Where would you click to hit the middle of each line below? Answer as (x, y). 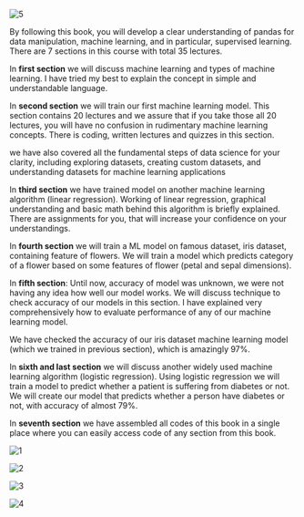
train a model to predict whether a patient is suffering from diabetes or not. (150, 386)
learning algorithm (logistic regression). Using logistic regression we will (145, 377)
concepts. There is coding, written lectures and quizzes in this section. (142, 135)
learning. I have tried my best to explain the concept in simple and (133, 78)
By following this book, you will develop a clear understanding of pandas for (152, 31)
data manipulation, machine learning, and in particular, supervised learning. (151, 41)
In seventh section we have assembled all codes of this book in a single (145, 423)
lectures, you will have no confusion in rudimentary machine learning (139, 125)
